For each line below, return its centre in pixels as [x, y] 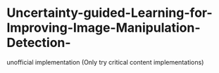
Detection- [39, 43]
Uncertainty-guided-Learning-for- [109, 13]
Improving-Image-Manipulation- [104, 28]
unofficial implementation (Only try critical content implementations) [105, 62]
